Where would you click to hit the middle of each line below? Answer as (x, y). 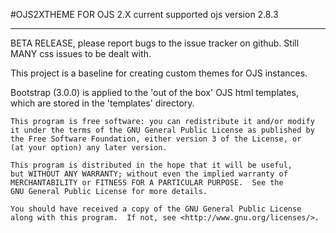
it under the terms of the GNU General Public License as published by (162, 130)
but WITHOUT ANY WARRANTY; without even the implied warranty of (149, 174)
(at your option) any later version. (89, 148)
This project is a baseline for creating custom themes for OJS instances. (159, 73)
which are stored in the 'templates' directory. (102, 103)
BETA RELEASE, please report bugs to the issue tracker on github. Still (155, 43)
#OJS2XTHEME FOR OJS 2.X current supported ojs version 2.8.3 (144, 14)
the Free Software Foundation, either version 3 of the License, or (156, 139)
